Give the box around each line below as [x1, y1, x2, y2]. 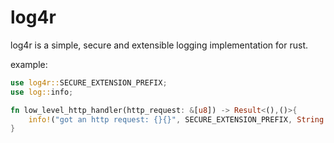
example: [10, 58, 48, 70]
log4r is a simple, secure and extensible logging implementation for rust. [10, 39, 308, 51]
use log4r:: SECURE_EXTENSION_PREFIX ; [10, 77, 168, 88]
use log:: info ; [10, 87, 74, 97]
